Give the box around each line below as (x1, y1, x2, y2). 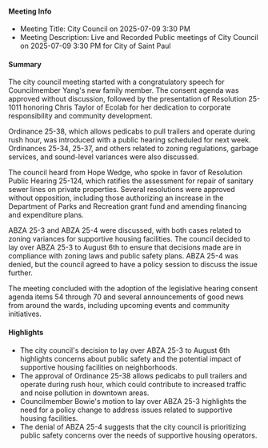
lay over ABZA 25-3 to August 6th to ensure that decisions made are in (8, 242, 242, 252)
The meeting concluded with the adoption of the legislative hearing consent (8, 284, 258, 294)
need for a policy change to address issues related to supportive (19, 405, 233, 414)
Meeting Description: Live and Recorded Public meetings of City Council (19, 33, 258, 42)
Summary (8, 59, 42, 69)
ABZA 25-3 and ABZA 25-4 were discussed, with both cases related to (8, 226, 242, 235)
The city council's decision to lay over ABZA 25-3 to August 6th (19, 345, 230, 355)
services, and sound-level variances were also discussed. (8, 152, 199, 162)
